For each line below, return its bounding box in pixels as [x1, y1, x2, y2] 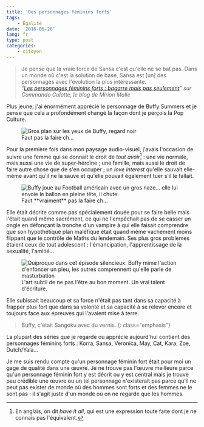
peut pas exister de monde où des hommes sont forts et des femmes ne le [6, 384, 192, 391]
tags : [6, 15, 20, 21]
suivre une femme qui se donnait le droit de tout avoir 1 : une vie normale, [6, 152, 188, 160]
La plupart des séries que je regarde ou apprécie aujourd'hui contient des [6, 333, 191, 341]
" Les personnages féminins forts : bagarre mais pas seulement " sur [21, 84, 192, 92]
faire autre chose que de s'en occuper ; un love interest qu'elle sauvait [6, 166, 183, 173]
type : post [6, 37, 34, 43]
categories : [6, 43, 36, 49]
